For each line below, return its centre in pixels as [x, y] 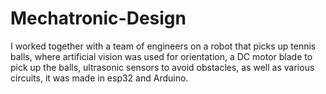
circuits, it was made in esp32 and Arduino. [99, 78]
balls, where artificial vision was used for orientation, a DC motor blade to [161, 56]
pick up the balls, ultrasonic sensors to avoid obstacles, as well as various [162, 67]
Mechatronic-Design [98, 18]
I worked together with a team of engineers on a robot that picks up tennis [163, 46]
